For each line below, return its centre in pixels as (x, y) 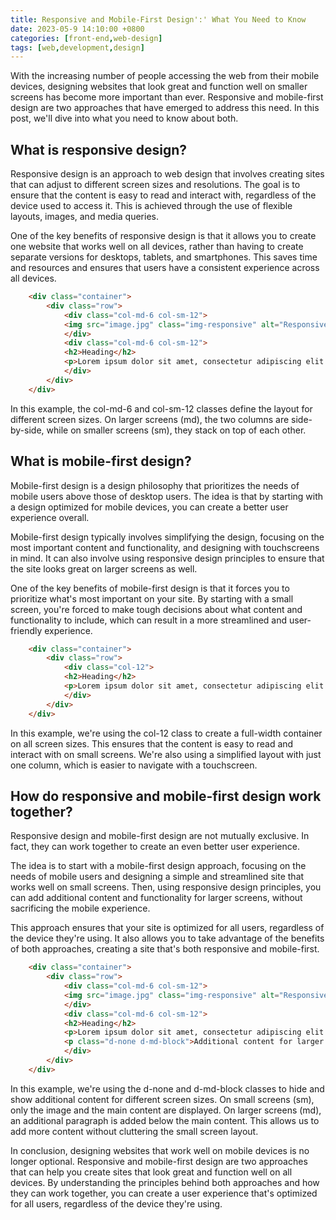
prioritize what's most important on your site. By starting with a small (152, 598)
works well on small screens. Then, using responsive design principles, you (166, 887)
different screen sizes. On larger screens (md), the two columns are (150, 419)
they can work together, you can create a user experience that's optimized (164, 1193)
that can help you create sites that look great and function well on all (151, 1172)
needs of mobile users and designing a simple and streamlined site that (157, 877)
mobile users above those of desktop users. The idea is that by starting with (167, 496)
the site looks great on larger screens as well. (104, 568)
